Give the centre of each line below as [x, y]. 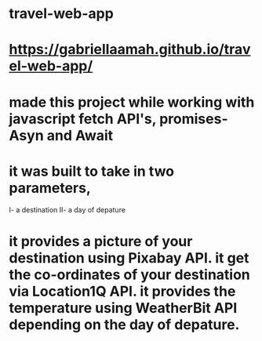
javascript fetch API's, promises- [118, 119]
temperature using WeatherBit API [123, 308]
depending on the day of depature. [124, 324]
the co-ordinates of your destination [129, 274]
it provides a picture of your [101, 241]
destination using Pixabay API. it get [129, 258]
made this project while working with [132, 102]
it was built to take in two [92, 171]
